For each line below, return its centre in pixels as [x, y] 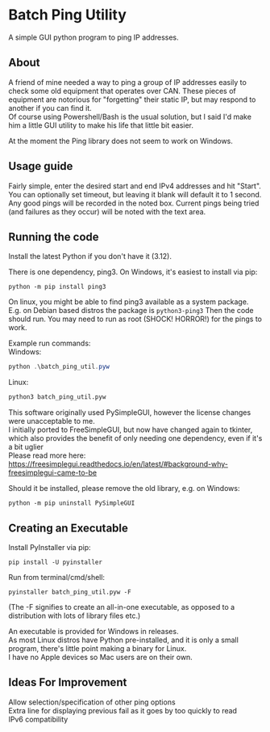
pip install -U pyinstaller [56, 562]
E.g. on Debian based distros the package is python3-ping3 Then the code [131, 311]
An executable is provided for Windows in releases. [93, 631]
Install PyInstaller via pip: [50, 547]
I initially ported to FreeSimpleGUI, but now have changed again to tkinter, [131, 429]
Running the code [54, 237]
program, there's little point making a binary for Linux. [98, 648]
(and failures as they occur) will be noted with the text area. [107, 211]
